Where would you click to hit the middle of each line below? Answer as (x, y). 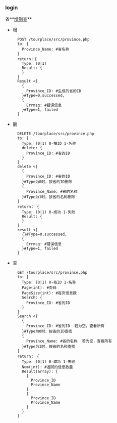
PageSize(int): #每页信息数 (49, 293)
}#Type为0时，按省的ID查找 (47, 331)
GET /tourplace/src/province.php (52, 273)
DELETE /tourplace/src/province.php (56, 134)
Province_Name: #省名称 (46, 50)
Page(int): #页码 (39, 288)
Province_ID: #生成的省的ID (54, 91)
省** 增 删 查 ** (19, 19)
